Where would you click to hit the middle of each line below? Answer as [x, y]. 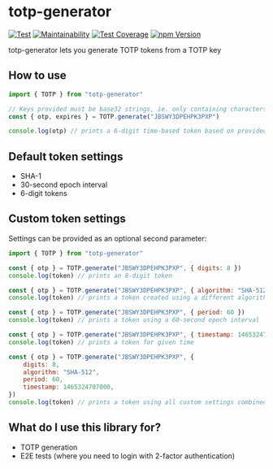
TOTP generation [49, 447]
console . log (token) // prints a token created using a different [121, 298]
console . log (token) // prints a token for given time [102, 342]
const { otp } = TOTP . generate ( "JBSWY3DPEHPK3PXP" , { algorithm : [121, 290]
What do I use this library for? [84, 428]
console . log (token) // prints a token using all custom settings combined [138, 402]
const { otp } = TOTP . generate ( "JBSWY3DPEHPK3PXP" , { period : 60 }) [127, 313]
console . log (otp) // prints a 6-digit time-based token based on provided [138, 131]
